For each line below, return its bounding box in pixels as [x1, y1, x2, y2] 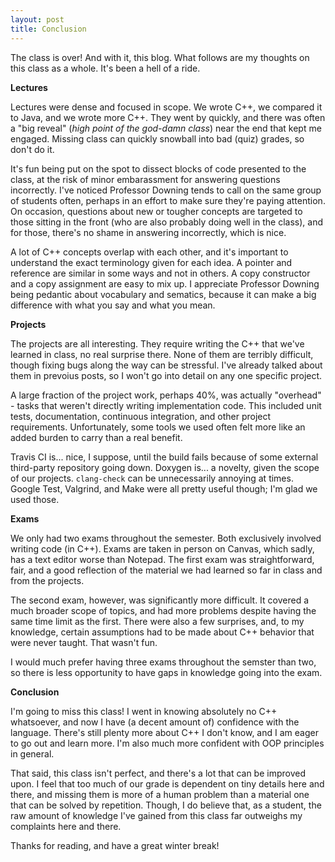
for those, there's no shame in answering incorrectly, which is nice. [10, 226, 287, 238]
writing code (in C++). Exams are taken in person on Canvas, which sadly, [10, 542, 315, 555]
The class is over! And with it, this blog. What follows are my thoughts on [10, 51, 310, 63]
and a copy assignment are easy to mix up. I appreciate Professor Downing [10, 277, 320, 290]
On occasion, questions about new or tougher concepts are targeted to [10, 205, 303, 217]
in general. [10, 747, 55, 760]
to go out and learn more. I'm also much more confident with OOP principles [10, 737, 325, 749]
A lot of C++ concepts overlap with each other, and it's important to [10, 246, 289, 258]
